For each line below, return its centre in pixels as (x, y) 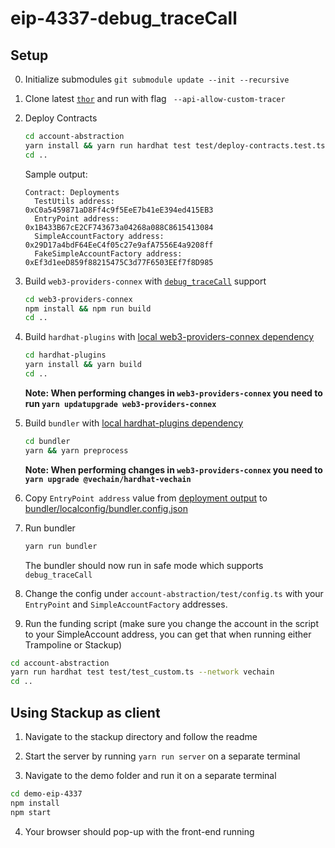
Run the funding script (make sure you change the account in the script (171, 623)
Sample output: (56, 174)
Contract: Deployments (72, 192)
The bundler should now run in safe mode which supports (144, 565)
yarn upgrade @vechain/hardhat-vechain (108, 479)
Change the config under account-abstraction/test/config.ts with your (174, 593)
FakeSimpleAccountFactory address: (108, 253)
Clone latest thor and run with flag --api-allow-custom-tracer (155, 98)
